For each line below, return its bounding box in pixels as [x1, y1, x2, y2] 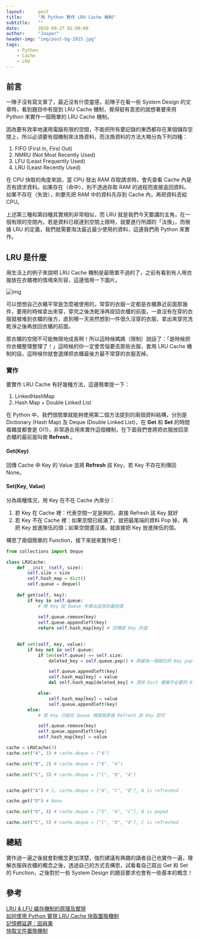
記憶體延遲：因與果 [6, 919, 53, 927]
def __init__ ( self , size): [17, 564, 84, 570]
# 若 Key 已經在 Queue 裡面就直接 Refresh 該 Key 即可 [37, 712, 166, 718]
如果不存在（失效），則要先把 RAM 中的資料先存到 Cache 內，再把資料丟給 [6, 191, 188, 198]
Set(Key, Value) [6, 483, 46, 490]
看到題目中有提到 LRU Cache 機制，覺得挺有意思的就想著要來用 [21, 106, 176, 113]
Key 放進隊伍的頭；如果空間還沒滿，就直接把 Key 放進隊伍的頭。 [21, 524, 179, 531]
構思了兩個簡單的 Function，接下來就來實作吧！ [6, 537, 123, 544]
